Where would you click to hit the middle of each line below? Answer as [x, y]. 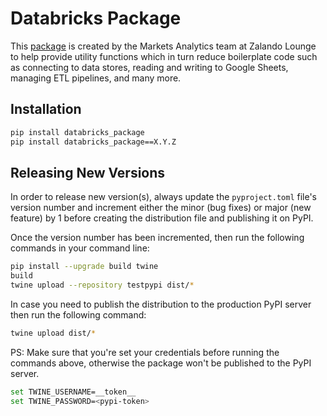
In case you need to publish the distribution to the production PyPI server [161, 304]
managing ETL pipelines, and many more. [96, 78]
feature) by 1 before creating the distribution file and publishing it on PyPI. [162, 218]
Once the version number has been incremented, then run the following [157, 238]
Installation [46, 109]
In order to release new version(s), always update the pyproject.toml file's [164, 197]
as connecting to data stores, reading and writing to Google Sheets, [149, 67]
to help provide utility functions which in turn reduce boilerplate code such [164, 56]
